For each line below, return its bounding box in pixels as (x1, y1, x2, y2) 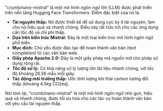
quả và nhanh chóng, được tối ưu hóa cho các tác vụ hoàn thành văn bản (5, 95, 152, 101)
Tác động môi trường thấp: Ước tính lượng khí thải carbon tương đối (12, 76, 148, 81)
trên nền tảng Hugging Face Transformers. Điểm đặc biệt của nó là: (5, 10, 140, 16)
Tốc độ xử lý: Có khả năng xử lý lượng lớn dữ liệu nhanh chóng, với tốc (12, 65, 154, 71)
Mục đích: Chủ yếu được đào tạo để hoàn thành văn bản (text (12, 45, 136, 50)
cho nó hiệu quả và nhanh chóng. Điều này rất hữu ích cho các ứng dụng (12, 24, 159, 30)
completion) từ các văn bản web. (12, 50, 79, 56)
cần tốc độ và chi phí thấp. (12, 30, 66, 35)
